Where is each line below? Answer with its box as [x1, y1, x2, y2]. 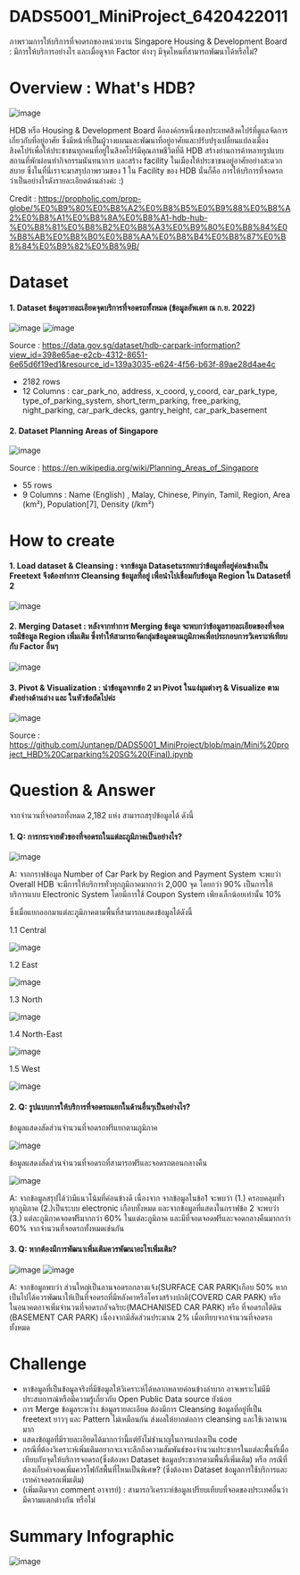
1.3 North [9, 994, 43, 1005]
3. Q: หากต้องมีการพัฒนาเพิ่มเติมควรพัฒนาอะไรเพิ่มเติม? [9, 1244, 177, 1254]
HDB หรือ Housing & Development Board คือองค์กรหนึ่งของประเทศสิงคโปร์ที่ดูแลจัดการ [9, 124, 288, 135]
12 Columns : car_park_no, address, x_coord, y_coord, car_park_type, [21, 386, 279, 397]
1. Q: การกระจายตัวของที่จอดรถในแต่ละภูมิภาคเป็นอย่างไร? [9, 831, 183, 842]
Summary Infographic [9, 1526, 175, 1546]
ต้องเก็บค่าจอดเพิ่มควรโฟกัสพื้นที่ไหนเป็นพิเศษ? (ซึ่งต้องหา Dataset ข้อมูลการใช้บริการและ [21, 1464, 288, 1475]
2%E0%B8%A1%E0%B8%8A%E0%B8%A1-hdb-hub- [9, 212, 208, 223]
